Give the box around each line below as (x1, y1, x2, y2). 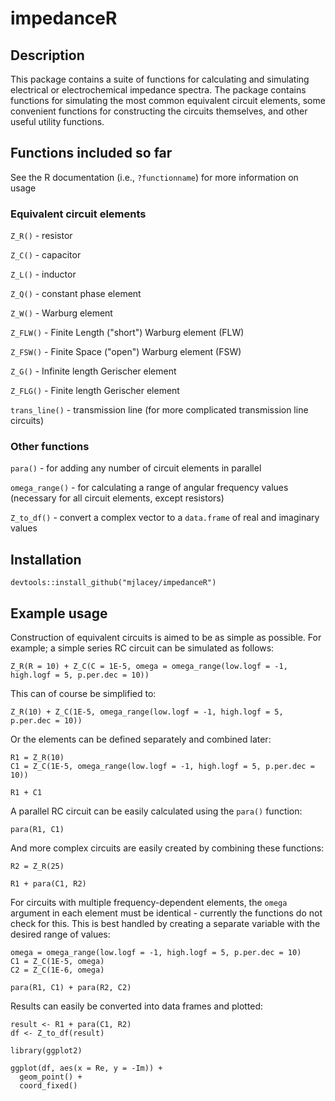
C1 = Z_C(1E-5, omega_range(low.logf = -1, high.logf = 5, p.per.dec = (10, 762, 315, 772)
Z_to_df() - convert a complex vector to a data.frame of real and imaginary (10, 512, 320, 524)
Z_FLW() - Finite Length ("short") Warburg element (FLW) (10, 327, 245, 339)
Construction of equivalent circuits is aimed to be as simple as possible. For (10, 632, 322, 644)
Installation (10, 551, 82, 568)
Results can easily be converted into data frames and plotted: (10, 1000, 264, 1012)
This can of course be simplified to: (10, 688, 157, 700)
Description (10, 47, 85, 64)
